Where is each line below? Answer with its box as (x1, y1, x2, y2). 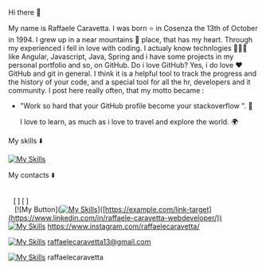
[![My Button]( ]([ (14, 205, 106, 214)
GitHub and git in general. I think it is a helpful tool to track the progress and (8, 68, 257, 78)
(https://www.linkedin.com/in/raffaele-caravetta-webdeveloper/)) (8, 213, 222, 222)
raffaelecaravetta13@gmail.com (47, 237, 151, 246)
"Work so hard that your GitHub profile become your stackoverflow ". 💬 (19, 101, 253, 111)
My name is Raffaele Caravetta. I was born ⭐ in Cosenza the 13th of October (8, 24, 259, 33)
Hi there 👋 (8, 8, 41, 17)
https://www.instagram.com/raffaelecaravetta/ (47, 221, 200, 231)
